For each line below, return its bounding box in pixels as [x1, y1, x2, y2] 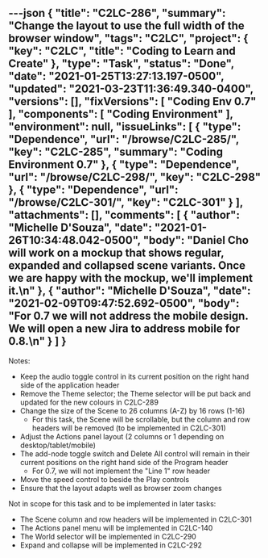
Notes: [8, 355, 31, 366]
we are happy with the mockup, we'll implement [8, 271, 254, 285]
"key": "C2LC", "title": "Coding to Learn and [8, 44, 236, 58]
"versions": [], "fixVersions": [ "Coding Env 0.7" [8, 94, 257, 108]
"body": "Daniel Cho [142, 233, 249, 247]
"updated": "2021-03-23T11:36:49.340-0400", [8, 82, 254, 96]
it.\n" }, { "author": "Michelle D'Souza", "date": [8, 284, 251, 298]
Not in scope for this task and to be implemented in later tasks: [8, 498, 216, 508]
